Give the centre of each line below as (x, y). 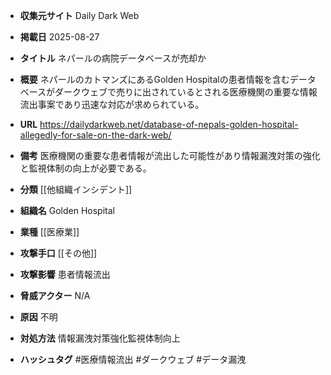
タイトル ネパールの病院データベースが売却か (113, 58)
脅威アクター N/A (55, 295)
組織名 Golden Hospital (67, 210)
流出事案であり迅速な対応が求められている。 (112, 104)
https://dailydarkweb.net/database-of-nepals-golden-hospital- (169, 124)
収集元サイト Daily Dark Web (79, 15)
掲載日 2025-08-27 (59, 37)
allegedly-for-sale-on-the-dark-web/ (95, 135)
